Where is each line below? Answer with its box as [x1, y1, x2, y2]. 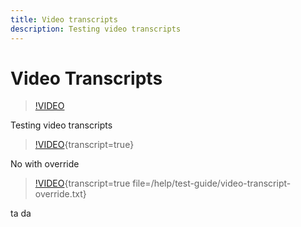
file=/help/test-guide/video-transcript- [132, 177, 292, 190]
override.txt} [34, 188, 87, 200]
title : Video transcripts [10, 14, 118, 25]
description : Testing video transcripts [10, 24, 182, 34]
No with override [10, 158, 80, 170]
